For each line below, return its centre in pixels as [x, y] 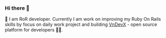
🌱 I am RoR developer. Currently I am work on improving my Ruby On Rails [83, 19]
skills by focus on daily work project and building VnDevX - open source [81, 24]
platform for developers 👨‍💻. [34, 30]
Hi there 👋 [17, 8]
